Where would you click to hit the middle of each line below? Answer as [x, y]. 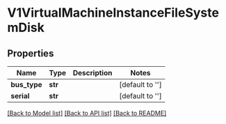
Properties [31, 53]
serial [20, 96]
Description [92, 73]
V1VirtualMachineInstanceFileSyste [113, 13]
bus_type [27, 85]
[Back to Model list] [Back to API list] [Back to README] [87, 113]
